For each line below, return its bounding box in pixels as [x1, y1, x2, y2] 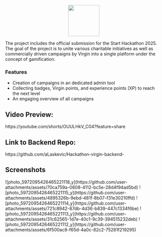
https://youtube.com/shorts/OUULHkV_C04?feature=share [5, 124, 126, 130]
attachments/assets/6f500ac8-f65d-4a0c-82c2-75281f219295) [5, 227, 137, 233]
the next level [12, 90, 40, 97]
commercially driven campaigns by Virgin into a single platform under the [5, 51, 156, 57]
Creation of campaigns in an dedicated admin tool [12, 80, 116, 86]
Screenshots [5, 166, 46, 174]
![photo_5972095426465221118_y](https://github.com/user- [5, 179, 128, 185]
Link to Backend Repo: [5, 138, 76, 147]
